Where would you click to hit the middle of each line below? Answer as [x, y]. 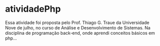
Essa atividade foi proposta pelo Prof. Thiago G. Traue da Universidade [77, 23]
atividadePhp [33, 9]
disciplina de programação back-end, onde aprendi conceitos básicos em [80, 33]
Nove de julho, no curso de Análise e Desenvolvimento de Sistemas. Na [78, 27]
